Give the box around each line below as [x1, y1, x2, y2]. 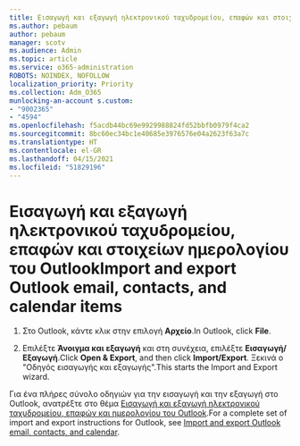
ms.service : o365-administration [9, 63, 134, 72]
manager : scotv [9, 38, 66, 47]
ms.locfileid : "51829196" [9, 163, 105, 172]
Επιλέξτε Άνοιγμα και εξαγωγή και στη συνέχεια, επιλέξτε [21, 343, 244, 354]
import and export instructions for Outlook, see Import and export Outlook [9, 417, 281, 428]
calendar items [9, 296, 123, 316]
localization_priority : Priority [9, 80, 134, 88]
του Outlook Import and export [9, 258, 237, 278]
